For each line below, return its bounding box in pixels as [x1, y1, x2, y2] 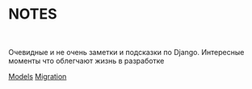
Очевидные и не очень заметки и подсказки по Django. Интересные [8, 47, 245, 57]
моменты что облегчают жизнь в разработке [8, 56, 165, 66]
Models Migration [8, 71, 67, 81]
